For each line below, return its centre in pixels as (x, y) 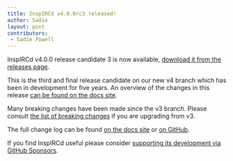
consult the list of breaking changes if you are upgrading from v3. (101, 116)
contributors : (28, 33)
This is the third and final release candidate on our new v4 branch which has (117, 80)
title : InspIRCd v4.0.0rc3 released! (62, 14)
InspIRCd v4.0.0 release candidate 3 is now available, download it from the (114, 59)
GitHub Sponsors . (33, 151)
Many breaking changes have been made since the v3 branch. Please (107, 109)
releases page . (29, 67)
